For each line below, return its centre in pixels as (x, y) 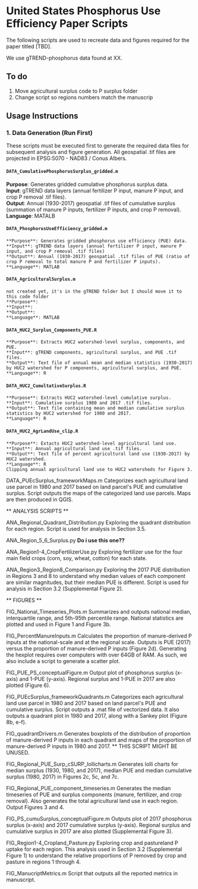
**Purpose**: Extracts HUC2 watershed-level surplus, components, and (95, 342)
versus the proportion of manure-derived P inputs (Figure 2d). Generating (96, 648)
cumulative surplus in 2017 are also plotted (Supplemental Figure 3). (90, 831)
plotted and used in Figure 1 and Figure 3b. (59, 624)
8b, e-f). (16, 722)
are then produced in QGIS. (40, 499)
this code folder (28, 297)
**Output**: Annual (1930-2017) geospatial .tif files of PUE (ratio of (98, 256)
